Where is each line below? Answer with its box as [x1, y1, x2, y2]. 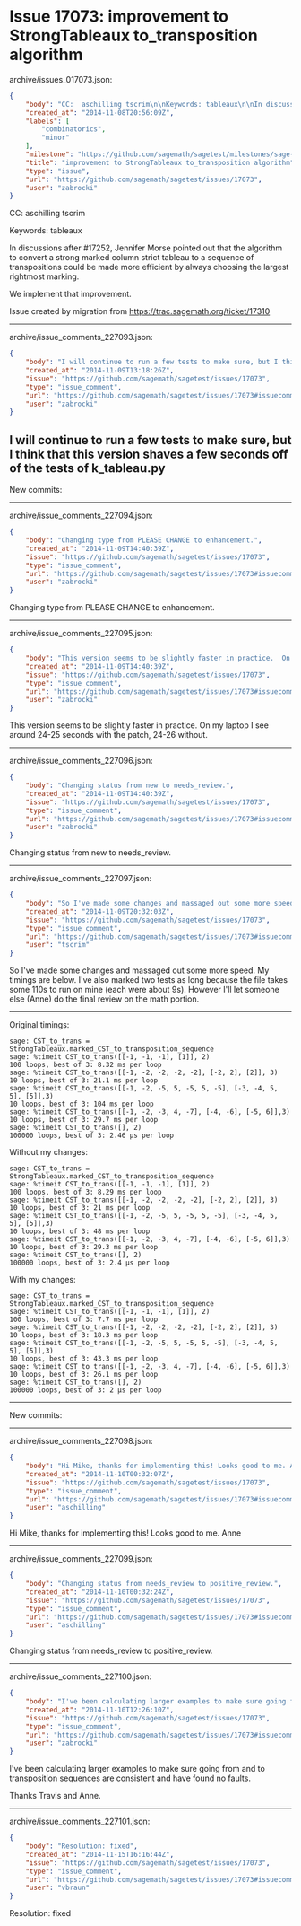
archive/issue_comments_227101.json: [9, 1816, 150, 1827]
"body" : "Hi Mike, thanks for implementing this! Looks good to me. [25, 1461, 287, 1470]
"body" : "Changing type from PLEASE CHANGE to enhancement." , [25, 536, 262, 545]
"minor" [41, 133, 70, 143]
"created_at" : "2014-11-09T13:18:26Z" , [25, 366, 175, 375]
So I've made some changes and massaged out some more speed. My [9, 965, 270, 976]
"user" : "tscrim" [25, 941, 90, 950]
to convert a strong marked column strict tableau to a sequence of [9, 252, 254, 263]
